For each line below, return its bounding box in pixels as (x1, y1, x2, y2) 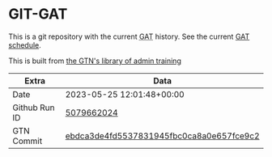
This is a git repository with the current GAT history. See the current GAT (8, 32, 250, 41)
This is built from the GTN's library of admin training (8, 56, 182, 66)
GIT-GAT (8, 5, 68, 23)
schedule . (8, 40, 42, 49)
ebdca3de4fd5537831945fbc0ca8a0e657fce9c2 (65, 130, 260, 142)
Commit (12, 135, 43, 146)
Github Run (12, 102, 55, 113)
